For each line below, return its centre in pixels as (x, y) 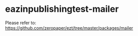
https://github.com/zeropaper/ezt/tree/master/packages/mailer (69, 28)
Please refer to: (21, 23)
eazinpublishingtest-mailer (62, 9)
